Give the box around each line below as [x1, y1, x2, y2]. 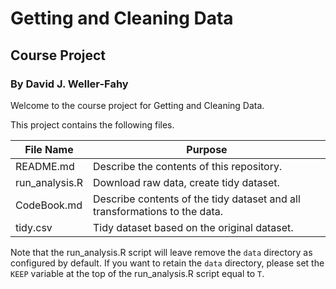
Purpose [186, 142, 228, 156]
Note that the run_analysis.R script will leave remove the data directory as [10, 246, 313, 258]
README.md [15, 159, 75, 173]
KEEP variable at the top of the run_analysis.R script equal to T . [10, 267, 265, 279]
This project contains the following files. [10, 118, 175, 131]
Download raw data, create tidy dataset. [92, 175, 280, 189]
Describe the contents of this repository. [92, 159, 283, 173]
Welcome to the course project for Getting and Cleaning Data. [10, 99, 265, 111]
